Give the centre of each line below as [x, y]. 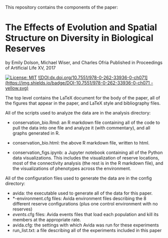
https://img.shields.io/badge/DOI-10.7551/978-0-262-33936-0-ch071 [78, 82]
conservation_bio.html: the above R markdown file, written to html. [81, 142]
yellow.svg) [17, 88]
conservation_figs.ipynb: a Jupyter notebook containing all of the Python [88, 152]
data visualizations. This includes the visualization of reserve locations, [86, 157]
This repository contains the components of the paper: [62, 7]
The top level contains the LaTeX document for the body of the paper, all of [83, 97]
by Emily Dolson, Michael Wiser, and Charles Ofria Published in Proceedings [84, 62]
